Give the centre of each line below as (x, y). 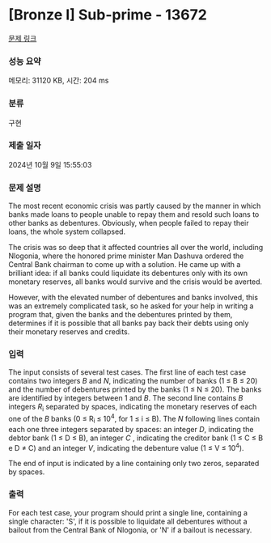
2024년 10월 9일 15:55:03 (50, 164)
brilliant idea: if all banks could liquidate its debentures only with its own (128, 274)
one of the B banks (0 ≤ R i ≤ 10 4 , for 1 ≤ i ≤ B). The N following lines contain (134, 419)
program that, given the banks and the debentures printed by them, (121, 315)
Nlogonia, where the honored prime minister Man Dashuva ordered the (126, 256)
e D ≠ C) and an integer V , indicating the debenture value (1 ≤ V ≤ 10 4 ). (126, 447)
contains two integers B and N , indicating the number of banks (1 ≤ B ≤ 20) (133, 381)
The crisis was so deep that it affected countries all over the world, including (136, 248)
